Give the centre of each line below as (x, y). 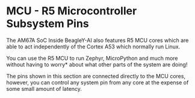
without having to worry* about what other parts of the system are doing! (97, 65)
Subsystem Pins (48, 24)
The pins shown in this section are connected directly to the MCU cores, (96, 76)
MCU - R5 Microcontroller (72, 11)
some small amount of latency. (44, 88)
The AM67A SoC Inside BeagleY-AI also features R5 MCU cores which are (97, 40)
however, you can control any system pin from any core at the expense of (97, 82)
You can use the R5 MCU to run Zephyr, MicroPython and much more (92, 58)
